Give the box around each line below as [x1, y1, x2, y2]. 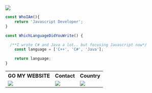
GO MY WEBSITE [8, 72, 50, 79]
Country [80, 72, 100, 79]
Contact [55, 72, 75, 79]
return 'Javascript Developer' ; [14, 19, 83, 24]
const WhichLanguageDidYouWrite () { [5, 33, 83, 38]
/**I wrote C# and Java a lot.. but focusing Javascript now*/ [10, 42, 147, 47]
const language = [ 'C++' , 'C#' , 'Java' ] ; [14, 47, 104, 52]
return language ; [14, 56, 52, 61]
